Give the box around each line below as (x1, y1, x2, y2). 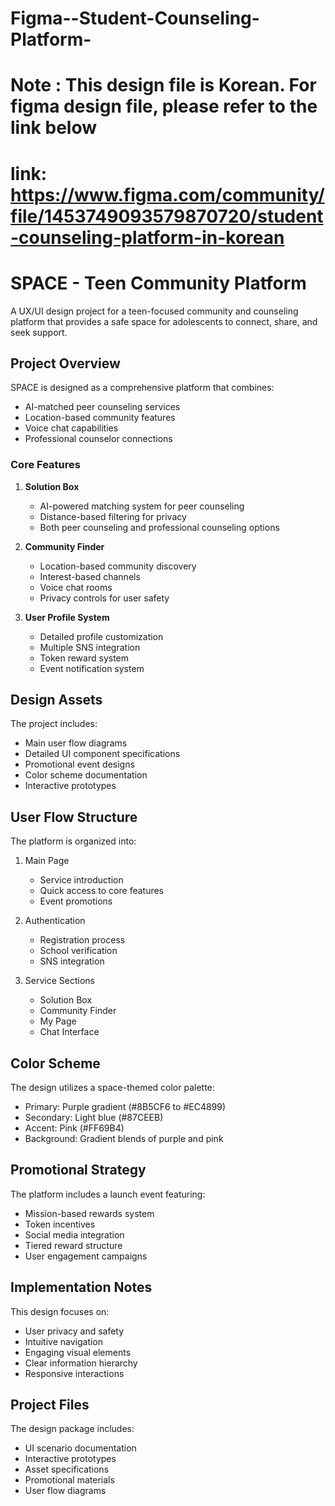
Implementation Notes (10, 1279, 153, 1296)
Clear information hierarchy (24, 1357, 138, 1369)
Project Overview (10, 355, 121, 372)
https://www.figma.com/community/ (10, 183, 325, 206)
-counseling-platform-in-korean (10, 226, 285, 249)
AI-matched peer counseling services (24, 401, 181, 413)
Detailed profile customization (39, 630, 164, 642)
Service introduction (39, 874, 124, 886)
